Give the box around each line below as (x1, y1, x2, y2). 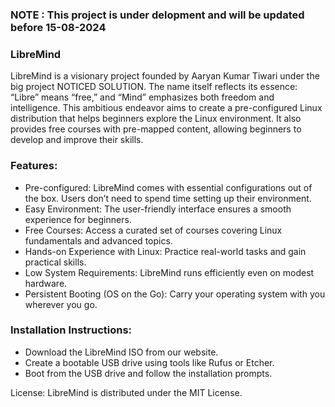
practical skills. (24, 256, 87, 268)
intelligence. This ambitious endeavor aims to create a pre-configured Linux (10, 102, 323, 114)
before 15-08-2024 (10, 20, 107, 34)
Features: (10, 159, 58, 173)
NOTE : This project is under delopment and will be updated (10, 8, 305, 22)
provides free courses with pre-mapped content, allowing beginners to (10, 123, 302, 135)
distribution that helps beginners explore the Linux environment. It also (10, 113, 302, 125)
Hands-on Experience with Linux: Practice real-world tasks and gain (24, 245, 307, 257)
